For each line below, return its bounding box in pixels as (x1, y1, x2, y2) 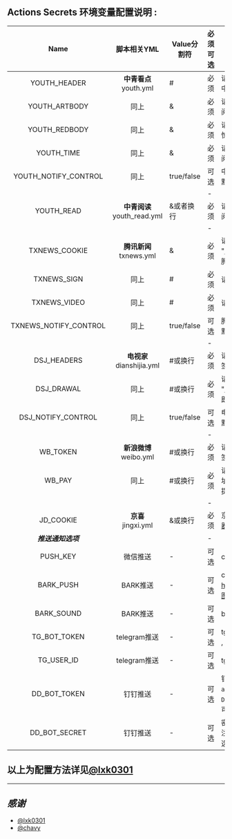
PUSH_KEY (40, 552, 77, 561)
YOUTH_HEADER (30, 78, 86, 88)
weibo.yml (120, 452, 155, 462)
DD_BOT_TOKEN (31, 688, 85, 698)
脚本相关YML (115, 44, 159, 54)
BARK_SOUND (35, 608, 81, 618)
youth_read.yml (113, 211, 163, 220)
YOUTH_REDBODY (27, 124, 89, 134)
